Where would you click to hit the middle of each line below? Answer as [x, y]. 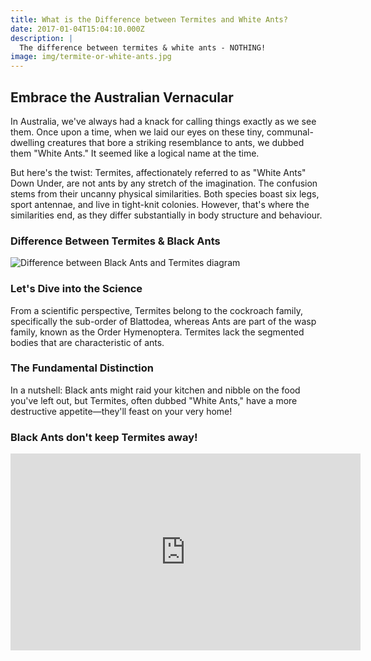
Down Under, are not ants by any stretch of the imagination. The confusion [164, 183]
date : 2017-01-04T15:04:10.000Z [77, 29]
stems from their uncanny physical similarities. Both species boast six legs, [165, 193]
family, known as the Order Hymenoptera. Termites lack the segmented [157, 332]
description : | [42, 38]
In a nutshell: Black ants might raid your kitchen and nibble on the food [155, 390]
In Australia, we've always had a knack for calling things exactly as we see [163, 121]
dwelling [27, 142]
